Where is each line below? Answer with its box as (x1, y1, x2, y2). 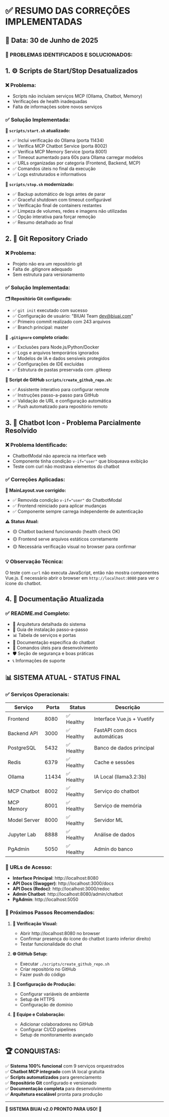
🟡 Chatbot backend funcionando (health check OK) (12, 528, 121, 535)
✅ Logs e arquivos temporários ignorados (12, 350, 99, 356)
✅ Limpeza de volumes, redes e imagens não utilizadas (12, 208, 127, 214)
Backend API (8, 730, 38, 737)
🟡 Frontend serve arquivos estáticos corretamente (12, 536, 118, 542)
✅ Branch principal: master (12, 324, 69, 330)
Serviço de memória (94, 802, 142, 809)
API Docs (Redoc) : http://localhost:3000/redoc (12, 886, 110, 892)
